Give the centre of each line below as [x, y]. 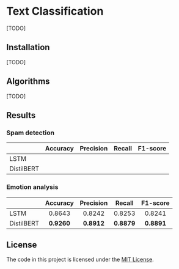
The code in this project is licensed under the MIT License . [80, 260]
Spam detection [31, 133]
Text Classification [55, 11]
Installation [28, 47]
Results [21, 115]
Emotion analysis [32, 187]
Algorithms [28, 82]
